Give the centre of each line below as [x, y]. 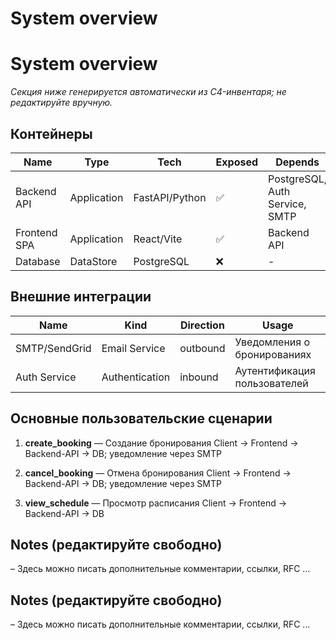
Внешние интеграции [81, 297]
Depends [297, 162]
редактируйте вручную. [61, 103]
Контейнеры [51, 133]
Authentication [136, 377]
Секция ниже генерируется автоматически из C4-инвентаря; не [148, 92]
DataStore [93, 261]
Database [38, 261]
